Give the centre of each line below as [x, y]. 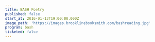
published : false [23, 14]
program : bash [19, 28]
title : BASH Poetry [25, 9]
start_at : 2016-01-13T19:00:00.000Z [42, 18]
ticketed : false [21, 32]
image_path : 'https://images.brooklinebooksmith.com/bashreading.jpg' [78, 23]
